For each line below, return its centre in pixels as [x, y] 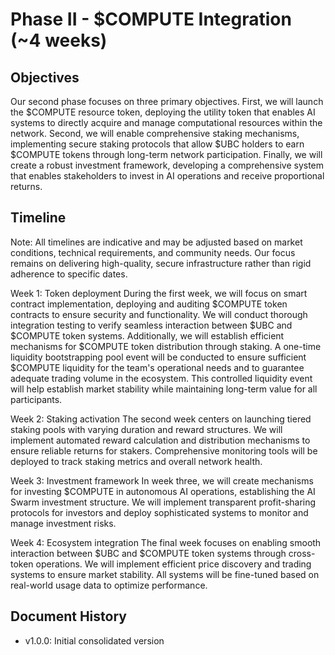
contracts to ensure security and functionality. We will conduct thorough [159, 314]
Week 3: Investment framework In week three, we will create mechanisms [162, 480]
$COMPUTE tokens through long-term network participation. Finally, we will [166, 154]
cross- [302, 553]
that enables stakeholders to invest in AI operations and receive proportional [167, 176]
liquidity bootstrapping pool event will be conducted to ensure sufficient [158, 357]
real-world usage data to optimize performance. [109, 585]
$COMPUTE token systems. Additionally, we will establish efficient [147, 335]
